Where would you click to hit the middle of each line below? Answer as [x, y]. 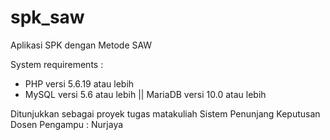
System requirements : [57, 64]
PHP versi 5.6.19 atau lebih [79, 83]
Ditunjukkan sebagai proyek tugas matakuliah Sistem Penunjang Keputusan [165, 113]
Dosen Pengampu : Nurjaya [67, 124]
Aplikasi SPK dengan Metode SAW [81, 45]
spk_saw [47, 17]
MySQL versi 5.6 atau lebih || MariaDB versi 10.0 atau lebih [145, 94]
